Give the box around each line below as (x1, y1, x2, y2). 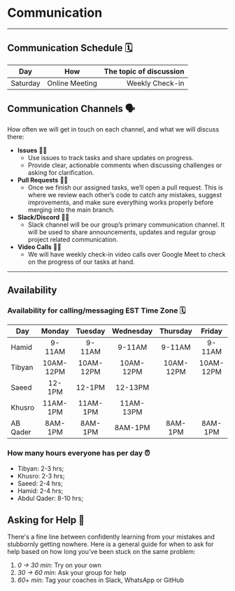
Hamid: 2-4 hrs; (17, 486, 64, 494)
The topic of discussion (104, 66, 185, 76)
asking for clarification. (27, 168, 94, 176)
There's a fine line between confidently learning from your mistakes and (7, 533, 215, 541)
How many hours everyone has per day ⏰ (7, 448, 150, 458)
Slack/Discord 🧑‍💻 (17, 213, 70, 221)
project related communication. (27, 235, 118, 243)
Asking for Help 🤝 (7, 514, 85, 526)
